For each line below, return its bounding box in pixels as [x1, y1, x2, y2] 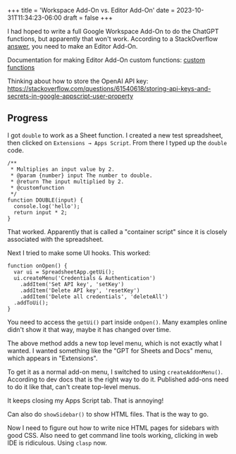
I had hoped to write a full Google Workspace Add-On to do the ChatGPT [7, 27, 219, 35]
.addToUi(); [13, 299, 49, 306]
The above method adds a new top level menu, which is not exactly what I [7, 338, 222, 348]
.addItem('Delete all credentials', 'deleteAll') [20, 293, 169, 300]
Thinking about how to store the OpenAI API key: [7, 77, 149, 85]
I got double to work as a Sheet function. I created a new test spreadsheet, [7, 130, 223, 140]
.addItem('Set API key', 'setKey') [20, 281, 125, 288]
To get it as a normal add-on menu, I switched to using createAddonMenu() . [7, 367, 223, 376]
